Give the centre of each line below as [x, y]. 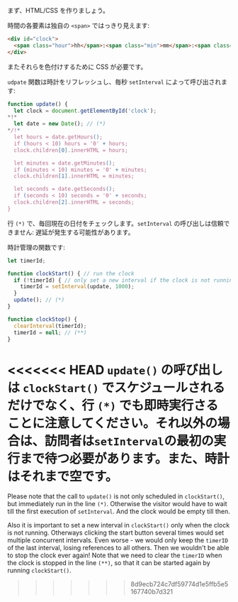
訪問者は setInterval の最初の [129, 440]
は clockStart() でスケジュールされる [116, 387]
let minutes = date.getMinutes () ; [64, 163]
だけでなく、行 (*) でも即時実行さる [113, 405]
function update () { [38, 104]
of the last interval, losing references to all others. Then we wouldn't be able [118, 548]
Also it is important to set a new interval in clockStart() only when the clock [119, 525]
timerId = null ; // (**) [50, 332]
